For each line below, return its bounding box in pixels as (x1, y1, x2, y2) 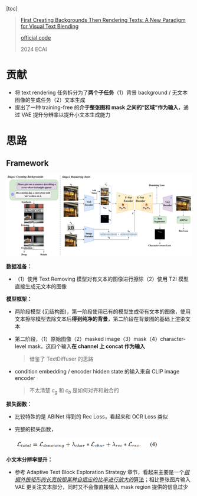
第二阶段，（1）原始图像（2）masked (14, 336, 104, 343)
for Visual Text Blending (20, 23, 79, 30)
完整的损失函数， (14, 426, 57, 433)
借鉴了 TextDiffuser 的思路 (29, 355, 94, 363)
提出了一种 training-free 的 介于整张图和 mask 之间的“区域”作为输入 (14, 104, 179, 111)
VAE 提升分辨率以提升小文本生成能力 (21, 111, 111, 118)
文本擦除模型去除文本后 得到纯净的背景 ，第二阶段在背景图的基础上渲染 (14, 315, 186, 323)
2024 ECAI (20, 46, 47, 53)
